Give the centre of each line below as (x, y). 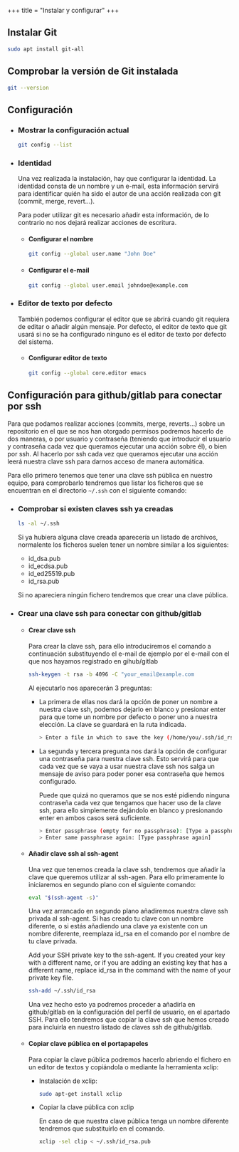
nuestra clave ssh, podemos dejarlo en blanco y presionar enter (132, 709)
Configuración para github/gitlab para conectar (115, 396)
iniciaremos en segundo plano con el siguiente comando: (112, 884)
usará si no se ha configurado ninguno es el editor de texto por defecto (122, 334)
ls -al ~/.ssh (38, 523)
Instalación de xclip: (68, 1081)
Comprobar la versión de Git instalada (93, 72)
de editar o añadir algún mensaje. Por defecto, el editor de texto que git (122, 326)
